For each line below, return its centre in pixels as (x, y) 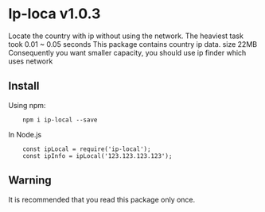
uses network (31, 61)
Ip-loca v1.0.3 (55, 14)
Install (24, 86)
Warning (30, 181)
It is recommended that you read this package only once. (102, 199)
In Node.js (25, 134)
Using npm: (27, 105)
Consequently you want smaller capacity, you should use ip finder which (127, 52)
